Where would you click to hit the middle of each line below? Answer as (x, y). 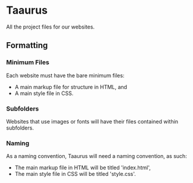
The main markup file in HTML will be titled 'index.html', (83, 168)
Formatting (27, 45)
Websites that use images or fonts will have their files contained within (92, 121)
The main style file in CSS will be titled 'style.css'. (75, 174)
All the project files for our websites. (50, 27)
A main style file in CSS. (44, 93)
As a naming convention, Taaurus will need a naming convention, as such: (96, 156)
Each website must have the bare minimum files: (65, 75)
